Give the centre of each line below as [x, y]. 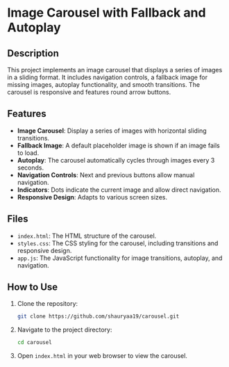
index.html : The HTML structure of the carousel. [87, 236]
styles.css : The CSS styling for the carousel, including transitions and [118, 243]
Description [33, 53]
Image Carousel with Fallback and [107, 13]
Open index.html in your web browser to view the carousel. [102, 356]
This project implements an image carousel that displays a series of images [115, 70]
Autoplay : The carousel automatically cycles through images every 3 [116, 160]
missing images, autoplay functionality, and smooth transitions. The [103, 84]
